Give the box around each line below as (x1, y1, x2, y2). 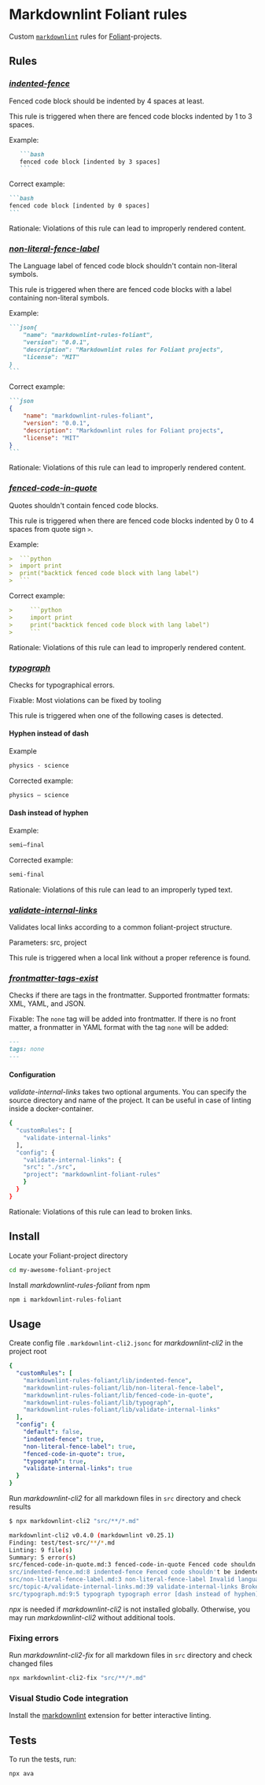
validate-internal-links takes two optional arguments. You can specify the (9, 1087, 247, 1097)
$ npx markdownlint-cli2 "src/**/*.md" (9, 1517, 140, 1525)
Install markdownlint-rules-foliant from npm (9, 1280, 150, 1289)
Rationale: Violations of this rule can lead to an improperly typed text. (9, 885, 233, 894)
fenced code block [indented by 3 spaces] (19, 158, 160, 166)
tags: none (9, 1046, 45, 1053)
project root (9, 1347, 47, 1357)
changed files (9, 1659, 53, 1668)
